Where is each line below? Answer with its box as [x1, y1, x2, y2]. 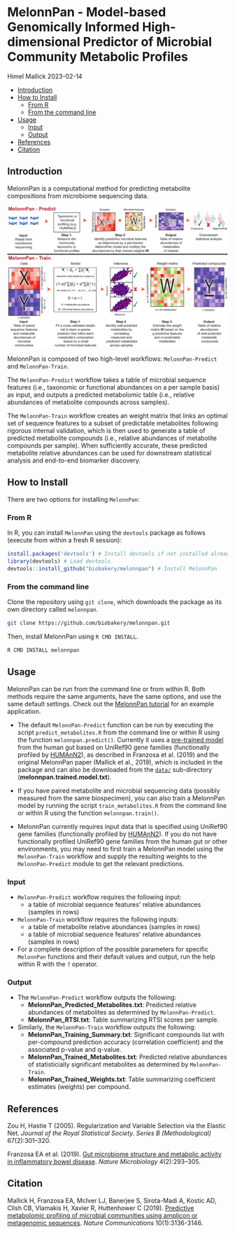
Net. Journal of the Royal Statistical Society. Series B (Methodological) [7, 1129, 211, 1137]
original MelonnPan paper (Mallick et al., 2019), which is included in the [17, 757, 223, 766]
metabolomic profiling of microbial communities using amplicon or [7, 1211, 198, 1219]
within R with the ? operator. [17, 959, 99, 968]
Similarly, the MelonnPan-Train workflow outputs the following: [17, 1023, 197, 1031]
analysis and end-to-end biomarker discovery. [7, 456, 141, 465]
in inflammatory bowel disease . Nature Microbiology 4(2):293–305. [7, 1158, 201, 1166]
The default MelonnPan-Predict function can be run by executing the [17, 720, 214, 729]
